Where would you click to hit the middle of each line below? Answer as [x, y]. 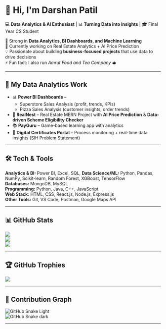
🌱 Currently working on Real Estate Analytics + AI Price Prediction [72, 46]
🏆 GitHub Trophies [35, 265]
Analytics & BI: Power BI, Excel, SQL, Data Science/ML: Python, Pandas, [80, 173]
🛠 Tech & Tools [29, 159]
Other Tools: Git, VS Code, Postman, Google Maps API [61, 199]
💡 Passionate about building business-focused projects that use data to [79, 51]
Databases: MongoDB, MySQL [37, 183]
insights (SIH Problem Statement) [46, 138]
